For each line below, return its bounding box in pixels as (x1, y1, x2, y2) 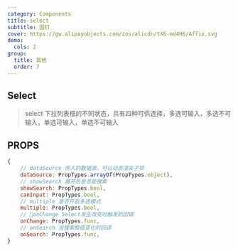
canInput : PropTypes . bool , (20, 191, 100, 198)
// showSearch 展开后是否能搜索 (20, 178, 107, 185)
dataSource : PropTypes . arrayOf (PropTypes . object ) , (20, 171, 173, 178)
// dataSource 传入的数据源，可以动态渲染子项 (20, 165, 144, 172)
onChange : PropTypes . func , (20, 218, 100, 225)
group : (7, 50, 27, 58)
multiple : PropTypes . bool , (20, 204, 100, 212)
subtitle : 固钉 (7, 23, 50, 31)
